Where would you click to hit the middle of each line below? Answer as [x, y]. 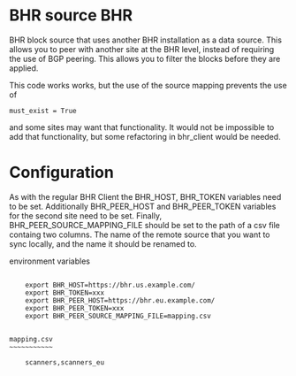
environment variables [50, 261]
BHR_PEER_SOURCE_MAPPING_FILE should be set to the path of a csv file [145, 225]
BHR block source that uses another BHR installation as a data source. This [146, 40]
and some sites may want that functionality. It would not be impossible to [142, 127]
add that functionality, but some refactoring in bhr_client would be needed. [145, 136]
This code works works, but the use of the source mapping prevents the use [148, 85]
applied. [24, 68]
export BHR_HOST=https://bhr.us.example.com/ [110, 285]
